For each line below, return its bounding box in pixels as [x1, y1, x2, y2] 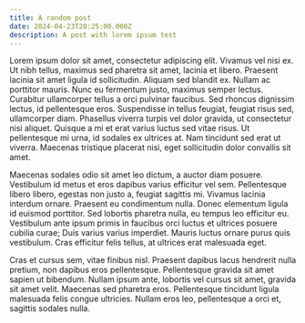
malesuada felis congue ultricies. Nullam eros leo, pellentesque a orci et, [9, 293, 282, 305]
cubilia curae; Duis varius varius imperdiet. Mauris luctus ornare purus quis [9, 227, 291, 238]
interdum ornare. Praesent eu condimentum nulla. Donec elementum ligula [9, 198, 289, 209]
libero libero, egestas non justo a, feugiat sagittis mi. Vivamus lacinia [9, 188, 266, 200]
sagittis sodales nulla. [9, 303, 91, 314]
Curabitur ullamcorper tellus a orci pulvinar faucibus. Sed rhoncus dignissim [9, 94, 295, 105]
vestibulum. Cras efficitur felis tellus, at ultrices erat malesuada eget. [9, 237, 267, 248]
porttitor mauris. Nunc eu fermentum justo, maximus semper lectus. [9, 84, 264, 96]
